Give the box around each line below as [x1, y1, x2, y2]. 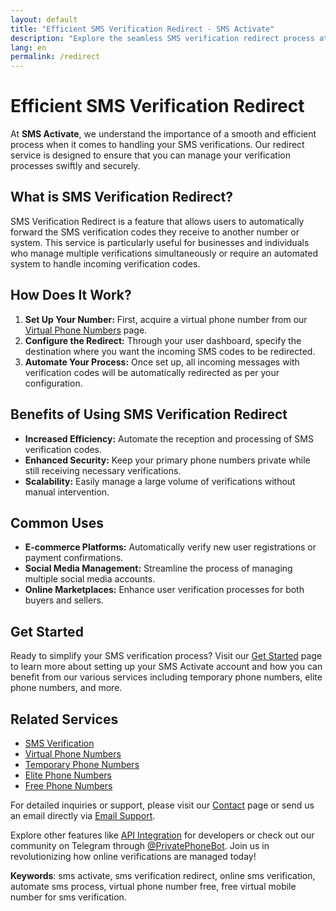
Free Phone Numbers [24, 779, 113, 791]
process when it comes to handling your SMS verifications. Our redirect [10, 139, 305, 151]
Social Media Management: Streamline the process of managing [24, 562, 293, 575]
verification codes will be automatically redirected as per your [24, 366, 280, 378]
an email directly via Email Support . [10, 809, 156, 821]
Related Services [10, 711, 119, 728]
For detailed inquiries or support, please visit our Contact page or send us [10, 799, 315, 811]
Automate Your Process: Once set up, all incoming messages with [24, 356, 300, 368]
